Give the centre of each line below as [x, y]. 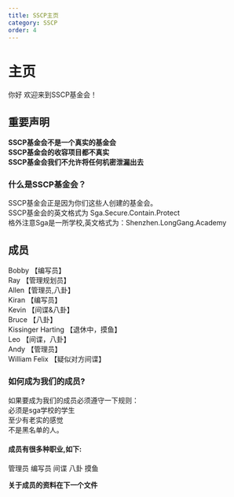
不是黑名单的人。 [36, 429]
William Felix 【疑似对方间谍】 [57, 359]
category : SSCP [33, 23]
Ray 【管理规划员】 [39, 280]
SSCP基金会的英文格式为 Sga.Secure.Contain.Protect [94, 213]
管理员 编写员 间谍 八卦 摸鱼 [53, 468]
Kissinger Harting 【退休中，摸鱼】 [65, 330]
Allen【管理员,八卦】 [41, 290]
